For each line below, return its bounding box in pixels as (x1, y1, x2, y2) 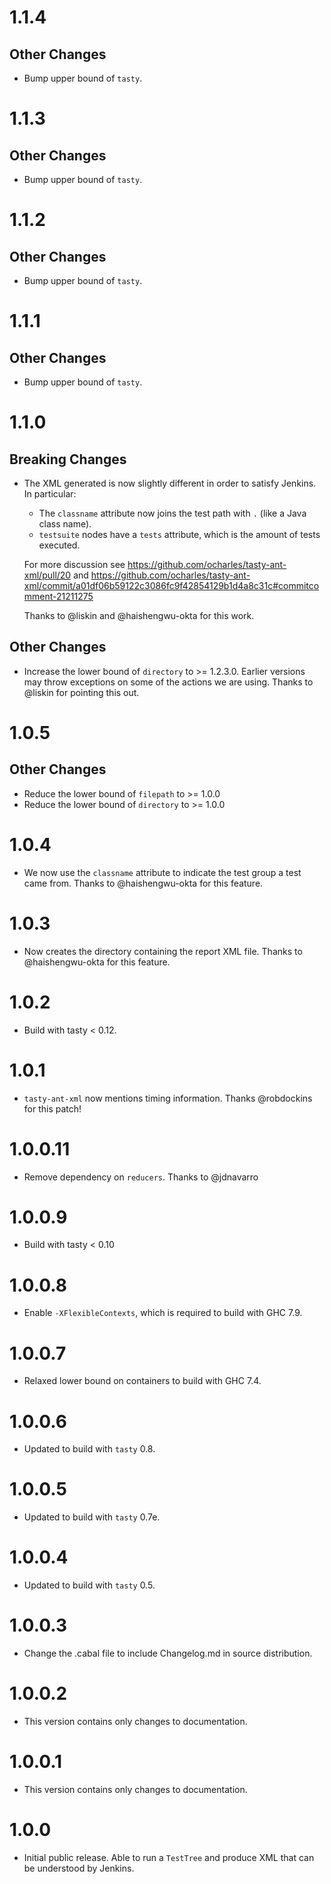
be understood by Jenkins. (23, 1862, 135, 1874)
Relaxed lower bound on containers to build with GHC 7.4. (23, 1375, 262, 1387)
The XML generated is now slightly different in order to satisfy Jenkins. (23, 477, 317, 489)
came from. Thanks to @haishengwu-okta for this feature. (23, 877, 264, 889)
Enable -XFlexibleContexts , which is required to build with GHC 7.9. (23, 1307, 303, 1319)
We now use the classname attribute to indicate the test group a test (23, 866, 302, 878)
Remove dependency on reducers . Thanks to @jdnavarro (23, 1171, 259, 1183)
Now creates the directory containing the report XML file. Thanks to (23, 945, 303, 957)
